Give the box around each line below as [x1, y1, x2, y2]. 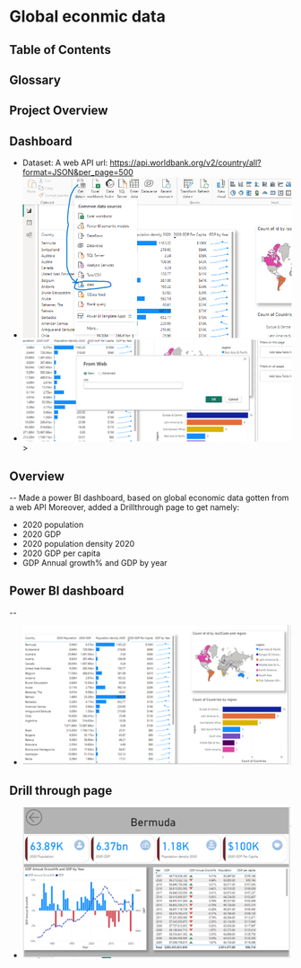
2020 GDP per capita [21, 548, 101, 559]
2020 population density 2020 [21, 539, 135, 550]
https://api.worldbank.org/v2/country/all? [109, 157, 262, 168]
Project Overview [9, 103, 108, 119]
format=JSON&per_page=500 [21, 167, 134, 178]
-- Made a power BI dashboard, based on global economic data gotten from [9, 492, 289, 504]
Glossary [9, 72, 61, 87]
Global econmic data [9, 6, 166, 27]
